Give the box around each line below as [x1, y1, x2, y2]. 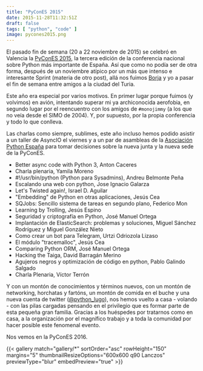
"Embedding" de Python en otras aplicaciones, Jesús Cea [15, 193, 160, 201]
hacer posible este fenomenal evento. [6, 322, 101, 329]
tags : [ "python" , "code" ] [6, 26, 78, 32]
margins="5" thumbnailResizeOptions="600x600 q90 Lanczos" [6, 352, 165, 359]
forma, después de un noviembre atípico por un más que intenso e [6, 68, 173, 75]
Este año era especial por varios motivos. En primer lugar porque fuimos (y [6, 92, 193, 100]
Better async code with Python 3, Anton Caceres [15, 161, 138, 168]
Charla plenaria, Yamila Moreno [15, 168, 94, 175]
